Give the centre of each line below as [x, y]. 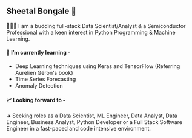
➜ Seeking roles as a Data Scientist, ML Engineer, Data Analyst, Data [92, 116]
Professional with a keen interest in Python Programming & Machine [91, 32]
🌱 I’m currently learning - [38, 53]
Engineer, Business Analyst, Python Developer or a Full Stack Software [94, 122]
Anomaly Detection [39, 86]
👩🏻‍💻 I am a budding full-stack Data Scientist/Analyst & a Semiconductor [96, 26]
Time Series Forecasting [45, 79]
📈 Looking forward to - [36, 100]
